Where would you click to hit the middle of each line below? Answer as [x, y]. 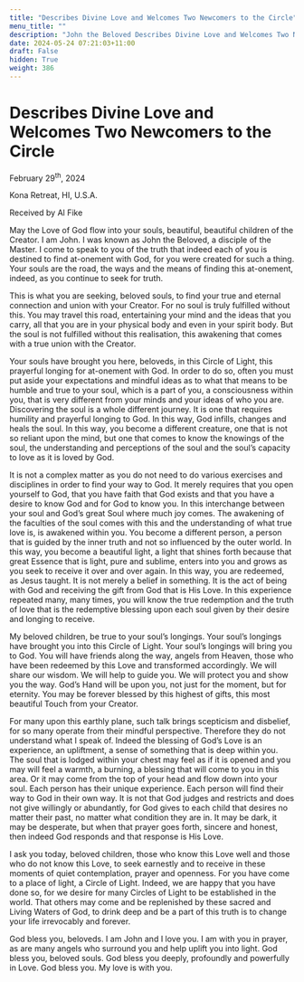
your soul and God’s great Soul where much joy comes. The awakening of [147, 514]
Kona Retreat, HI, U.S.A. [53, 195]
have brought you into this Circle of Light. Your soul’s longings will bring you [151, 647]
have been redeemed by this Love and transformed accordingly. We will [143, 666]
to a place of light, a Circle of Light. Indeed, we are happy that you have [142, 883]
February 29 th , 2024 [47, 177]
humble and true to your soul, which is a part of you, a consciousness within [152, 391]
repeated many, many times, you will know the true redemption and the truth [152, 600]
